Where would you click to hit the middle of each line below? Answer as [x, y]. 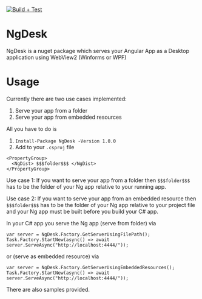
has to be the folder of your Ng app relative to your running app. [86, 186]
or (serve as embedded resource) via [53, 256]
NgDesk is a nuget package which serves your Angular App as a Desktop [98, 51]
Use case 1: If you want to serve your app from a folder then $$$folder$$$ [98, 180]
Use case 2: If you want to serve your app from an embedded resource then [101, 199]
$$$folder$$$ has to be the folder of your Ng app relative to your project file [101, 205]
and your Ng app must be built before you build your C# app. [82, 211]
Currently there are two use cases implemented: [67, 99]
